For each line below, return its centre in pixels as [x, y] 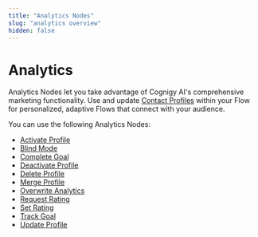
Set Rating [37, 207]
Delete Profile [42, 174]
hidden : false [32, 30]
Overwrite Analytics [52, 191]
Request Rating [45, 199]
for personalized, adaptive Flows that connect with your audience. [117, 109]
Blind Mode [39, 148]
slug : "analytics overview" [55, 23]
